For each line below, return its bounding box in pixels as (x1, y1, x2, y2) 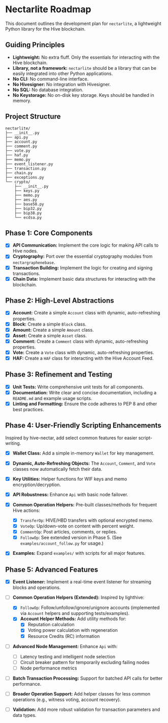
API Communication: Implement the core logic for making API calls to (12, 242, 159, 248)
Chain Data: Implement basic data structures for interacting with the (12, 276, 156, 282)
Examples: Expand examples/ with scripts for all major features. (12, 550, 146, 556)
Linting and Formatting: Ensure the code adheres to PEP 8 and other (12, 400, 157, 407)
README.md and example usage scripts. (12, 395, 92, 401)
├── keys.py (14, 188, 40, 193)
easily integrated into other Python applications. (12, 70, 113, 76)
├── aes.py (14, 197, 38, 202)
